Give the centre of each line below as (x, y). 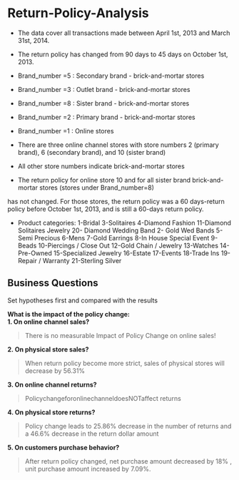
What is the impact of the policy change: (69, 314)
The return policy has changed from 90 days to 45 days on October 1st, (123, 54)
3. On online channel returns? (52, 384)
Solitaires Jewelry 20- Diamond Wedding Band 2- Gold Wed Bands (116, 230)
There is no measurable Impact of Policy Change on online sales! (120, 335)
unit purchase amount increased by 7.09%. (88, 469)
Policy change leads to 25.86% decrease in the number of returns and (128, 426)
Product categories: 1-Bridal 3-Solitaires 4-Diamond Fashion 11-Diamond (124, 223)
